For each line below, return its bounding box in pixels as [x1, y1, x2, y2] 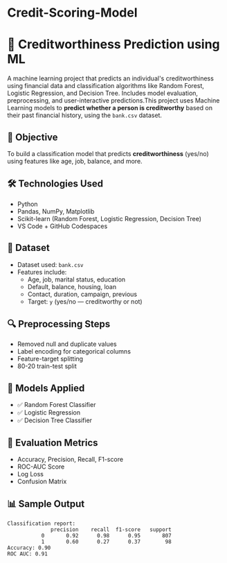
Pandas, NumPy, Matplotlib [17, 207, 95, 216]
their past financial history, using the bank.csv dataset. [7, 111, 163, 119]
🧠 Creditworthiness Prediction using [7, 37, 220, 53]
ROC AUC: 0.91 [7, 550, 48, 557]
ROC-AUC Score [17, 462, 65, 471]
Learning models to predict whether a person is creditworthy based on [7, 104, 213, 112]
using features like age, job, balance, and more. [7, 157, 143, 165]
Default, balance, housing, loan [27, 282, 116, 291]
